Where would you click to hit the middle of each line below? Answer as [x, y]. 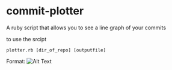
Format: [16, 61]
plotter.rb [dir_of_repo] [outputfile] [56, 50]
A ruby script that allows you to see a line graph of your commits [86, 28]
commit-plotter [45, 11]
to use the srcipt [26, 39]
